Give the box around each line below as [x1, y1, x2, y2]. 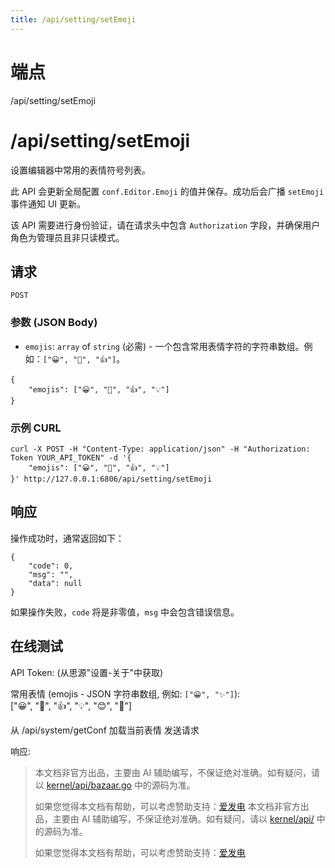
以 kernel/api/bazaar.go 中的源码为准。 [34, 779, 196, 791]
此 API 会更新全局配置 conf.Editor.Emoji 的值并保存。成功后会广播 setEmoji [10, 185, 325, 197]
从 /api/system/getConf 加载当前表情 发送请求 [10, 724, 200, 736]
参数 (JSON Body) [10, 316, 98, 330]
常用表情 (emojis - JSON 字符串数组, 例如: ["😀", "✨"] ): [10, 687, 241, 700]
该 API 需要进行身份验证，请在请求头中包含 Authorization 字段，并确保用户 [10, 219, 321, 231]
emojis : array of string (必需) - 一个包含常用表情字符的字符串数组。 [24, 340, 305, 352]
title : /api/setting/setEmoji [10, 14, 137, 25]
